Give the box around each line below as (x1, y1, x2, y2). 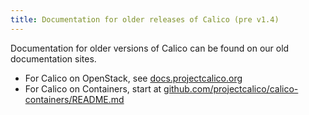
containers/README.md (24, 93, 125, 105)
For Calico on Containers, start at (24, 82, 162, 95)
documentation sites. (10, 52, 97, 65)
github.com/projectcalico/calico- (163, 82, 299, 95)
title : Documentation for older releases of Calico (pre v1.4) (10, 14, 280, 25)
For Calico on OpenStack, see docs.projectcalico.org (24, 72, 243, 84)
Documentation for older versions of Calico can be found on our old (10, 42, 290, 54)
